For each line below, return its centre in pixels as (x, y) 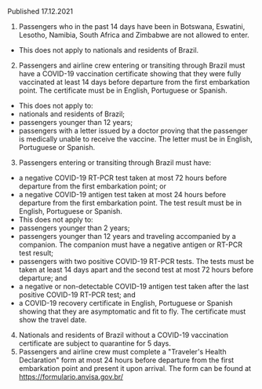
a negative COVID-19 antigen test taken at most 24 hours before (122, 194)
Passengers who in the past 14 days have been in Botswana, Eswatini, (132, 26)
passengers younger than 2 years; (74, 228)
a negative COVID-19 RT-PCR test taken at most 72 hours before (123, 178)
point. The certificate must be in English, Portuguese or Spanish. (123, 90)
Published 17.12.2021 (40, 11)
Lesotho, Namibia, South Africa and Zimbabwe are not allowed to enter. (134, 35)
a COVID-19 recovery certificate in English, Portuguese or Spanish (126, 303)
